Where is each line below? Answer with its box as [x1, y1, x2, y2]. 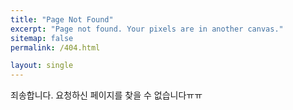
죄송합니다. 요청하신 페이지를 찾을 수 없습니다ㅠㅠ [10, 89, 203, 101]
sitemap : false [10, 33, 74, 43]
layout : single [10, 61, 74, 71]
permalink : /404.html [10, 42, 101, 53]
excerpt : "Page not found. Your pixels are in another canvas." [10, 24, 284, 34]
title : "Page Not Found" [10, 14, 114, 25]
